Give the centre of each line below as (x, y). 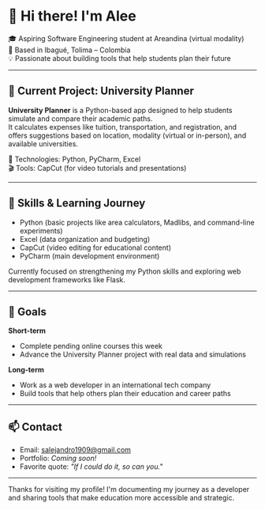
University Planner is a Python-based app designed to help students (120, 110)
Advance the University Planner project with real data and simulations (133, 354)
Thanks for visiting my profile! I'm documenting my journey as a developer (129, 489)
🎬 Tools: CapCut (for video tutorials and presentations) (97, 168)
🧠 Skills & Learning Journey (77, 204)
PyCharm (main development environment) (90, 255)
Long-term (26, 370)
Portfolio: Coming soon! (58, 459)
